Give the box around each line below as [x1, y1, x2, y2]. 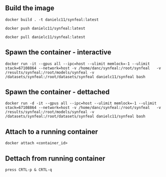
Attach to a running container [5, 127, 98, 136]
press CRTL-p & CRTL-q [5, 168, 52, 173]
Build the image [5, 4, 55, 12]
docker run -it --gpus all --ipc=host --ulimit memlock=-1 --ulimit [5, 61, 150, 66]
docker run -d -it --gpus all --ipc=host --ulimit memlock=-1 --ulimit [5, 101, 157, 106]
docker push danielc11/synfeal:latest [5, 26, 85, 31]
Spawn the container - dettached [5, 88, 110, 96]
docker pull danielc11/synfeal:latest [5, 34, 85, 39]
